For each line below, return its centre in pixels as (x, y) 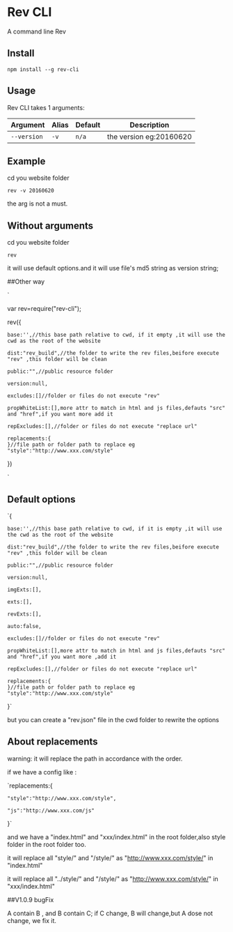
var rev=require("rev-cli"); (44, 309)
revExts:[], (24, 614)
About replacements (53, 742)
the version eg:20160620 (150, 137)
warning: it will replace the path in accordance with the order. (95, 758)
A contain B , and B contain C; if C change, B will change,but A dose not (110, 913)
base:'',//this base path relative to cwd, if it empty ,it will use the (116, 335)
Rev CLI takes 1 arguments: (46, 107)
